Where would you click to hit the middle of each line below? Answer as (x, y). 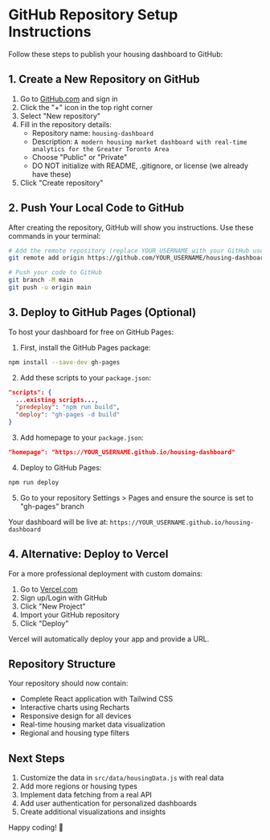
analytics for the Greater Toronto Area (100, 149)
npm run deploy (34, 482)
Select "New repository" (60, 116)
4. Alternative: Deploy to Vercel (88, 554)
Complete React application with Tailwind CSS (96, 699)
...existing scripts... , (57, 400)
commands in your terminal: (55, 236)
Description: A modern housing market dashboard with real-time (139, 141)
